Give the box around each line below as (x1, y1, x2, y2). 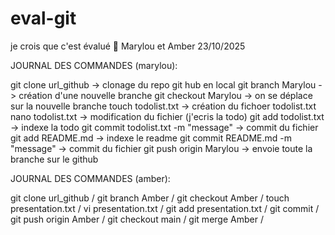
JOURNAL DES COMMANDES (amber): (10, 172, 171, 184)
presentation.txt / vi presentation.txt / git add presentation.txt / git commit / (10, 202, 320, 214)
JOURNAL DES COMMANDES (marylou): (10, 59, 178, 71)
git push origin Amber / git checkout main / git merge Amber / (10, 213, 264, 225)
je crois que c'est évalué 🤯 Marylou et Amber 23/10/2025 (10, 40, 246, 52)
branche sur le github (10, 153, 99, 165)
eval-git (10, 7, 77, 30)
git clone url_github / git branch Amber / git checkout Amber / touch (10, 192, 290, 204)
